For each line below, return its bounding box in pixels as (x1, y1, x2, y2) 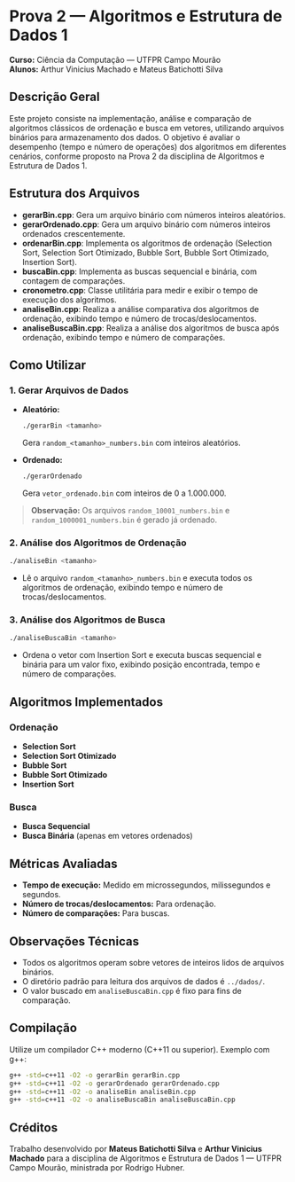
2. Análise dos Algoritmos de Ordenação (9, 536, 188, 549)
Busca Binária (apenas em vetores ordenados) (21, 831, 193, 841)
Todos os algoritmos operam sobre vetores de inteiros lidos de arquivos (21, 957, 285, 967)
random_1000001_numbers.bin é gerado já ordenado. (30, 514, 218, 525)
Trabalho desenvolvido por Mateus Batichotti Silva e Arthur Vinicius (9, 1144, 263, 1155)
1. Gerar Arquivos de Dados (9, 384, 129, 396)
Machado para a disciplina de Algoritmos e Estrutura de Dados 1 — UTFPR (9, 1153, 282, 1163)
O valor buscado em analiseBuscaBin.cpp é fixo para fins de (21, 985, 242, 996)
